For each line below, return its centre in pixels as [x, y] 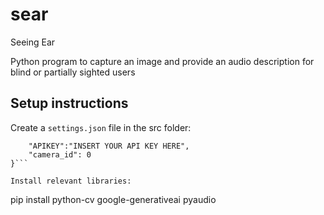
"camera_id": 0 [60, 154]
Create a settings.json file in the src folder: [101, 127]
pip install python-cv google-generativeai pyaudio [113, 199]
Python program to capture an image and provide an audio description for [162, 61]
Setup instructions [69, 103]
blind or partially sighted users [73, 72]
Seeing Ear [33, 42]
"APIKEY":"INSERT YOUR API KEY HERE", [109, 146]
